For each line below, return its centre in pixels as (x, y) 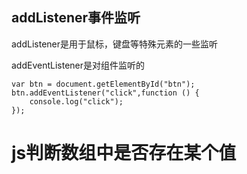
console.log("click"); (76, 101)
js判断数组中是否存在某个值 (124, 153)
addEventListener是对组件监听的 (78, 65)
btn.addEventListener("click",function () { (105, 93)
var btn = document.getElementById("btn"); (103, 84)
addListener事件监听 (76, 18)
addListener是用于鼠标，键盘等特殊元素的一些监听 (115, 44)
